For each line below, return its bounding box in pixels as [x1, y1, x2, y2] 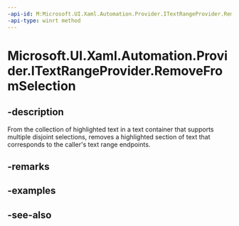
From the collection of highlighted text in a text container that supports [7, 125, 214, 134]
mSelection [7, 77, 76, 94]
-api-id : [7, 10, 33, 18]
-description [7, 106, 64, 118]
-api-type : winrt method [7, 17, 81, 24]
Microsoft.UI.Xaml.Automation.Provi [7, 48, 228, 64]
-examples [7, 185, 56, 197]
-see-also [7, 209, 52, 221]
